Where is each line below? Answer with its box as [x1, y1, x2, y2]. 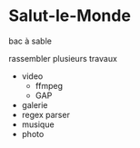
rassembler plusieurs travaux [8, 53, 117, 64]
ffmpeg [35, 80, 63, 91]
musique [21, 119, 55, 130]
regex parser [21, 109, 70, 120]
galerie [21, 99, 48, 110]
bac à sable [8, 35, 52, 46]
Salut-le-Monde [8, 5, 131, 26]
